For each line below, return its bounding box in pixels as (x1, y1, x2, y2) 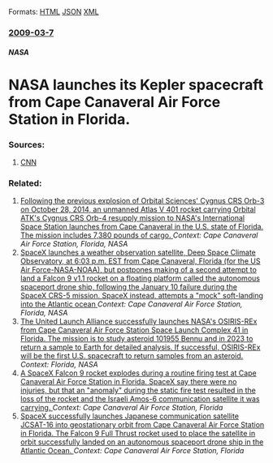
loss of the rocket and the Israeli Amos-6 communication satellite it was (19, 394, 260, 404)
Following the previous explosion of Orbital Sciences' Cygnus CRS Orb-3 (19, 196, 265, 206)
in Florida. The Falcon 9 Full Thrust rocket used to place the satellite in (19, 429, 256, 439)
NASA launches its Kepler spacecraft (8, 75, 264, 94)
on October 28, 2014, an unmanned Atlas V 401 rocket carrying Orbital (19, 204, 256, 214)
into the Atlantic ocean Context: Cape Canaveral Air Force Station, (19, 299, 243, 309)
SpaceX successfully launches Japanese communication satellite (19, 411, 240, 421)
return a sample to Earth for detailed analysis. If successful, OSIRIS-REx (19, 342, 261, 352)
